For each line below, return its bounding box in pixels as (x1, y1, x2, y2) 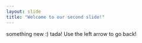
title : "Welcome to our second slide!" (6, 14, 105, 20)
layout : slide (6, 8, 42, 15)
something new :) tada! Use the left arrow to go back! (6, 30, 137, 37)
